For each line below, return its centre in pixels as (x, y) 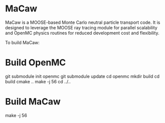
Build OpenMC (35, 63)
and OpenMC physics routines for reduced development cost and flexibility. (82, 33)
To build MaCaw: (22, 42)
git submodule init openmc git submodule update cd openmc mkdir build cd (82, 76)
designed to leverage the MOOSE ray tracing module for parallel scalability (81, 27)
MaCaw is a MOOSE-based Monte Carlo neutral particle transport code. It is (83, 22)
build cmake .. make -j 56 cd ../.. (38, 81)
